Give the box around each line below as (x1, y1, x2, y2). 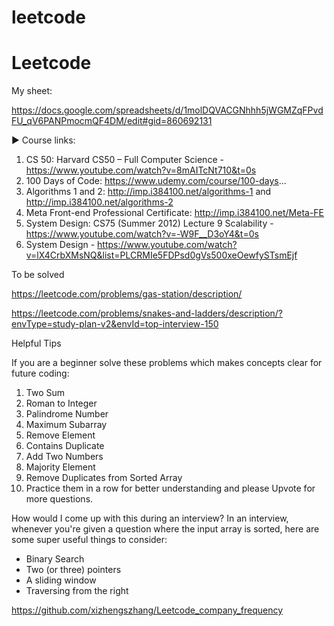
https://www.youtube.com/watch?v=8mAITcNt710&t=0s (25, 164, 257, 176)
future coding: (11, 367, 70, 380)
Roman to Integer (25, 397, 98, 410)
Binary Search (25, 553, 85, 565)
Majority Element (25, 461, 96, 473)
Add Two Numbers (25, 451, 104, 463)
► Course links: (11, 134, 76, 146)
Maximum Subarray (25, 419, 108, 431)
